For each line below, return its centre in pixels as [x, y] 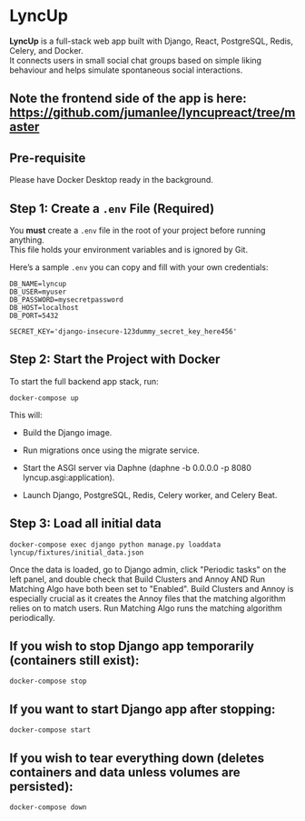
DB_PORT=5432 [34, 315]
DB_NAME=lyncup [38, 284]
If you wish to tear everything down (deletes [137, 758]
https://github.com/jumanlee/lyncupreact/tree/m [152, 113]
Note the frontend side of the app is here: [128, 99]
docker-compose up [44, 398]
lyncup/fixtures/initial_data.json [77, 552]
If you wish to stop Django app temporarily [132, 646]
